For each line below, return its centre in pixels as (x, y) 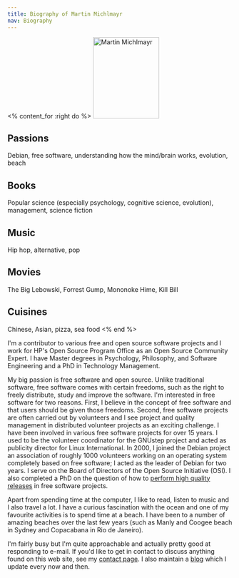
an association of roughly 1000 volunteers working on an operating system (117, 455)
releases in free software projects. (58, 485)
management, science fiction (50, 211)
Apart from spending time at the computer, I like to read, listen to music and (118, 500)
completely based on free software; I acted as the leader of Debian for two (117, 463)
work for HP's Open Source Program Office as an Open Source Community (118, 350)
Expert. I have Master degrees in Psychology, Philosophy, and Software (112, 358)
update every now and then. (49, 566)
